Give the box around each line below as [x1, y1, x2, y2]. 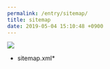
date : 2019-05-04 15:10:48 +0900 [7, 23, 104, 29]
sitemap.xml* [17, 54, 55, 62]
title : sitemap [7, 16, 51, 23]
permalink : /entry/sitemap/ [7, 10, 89, 17]
